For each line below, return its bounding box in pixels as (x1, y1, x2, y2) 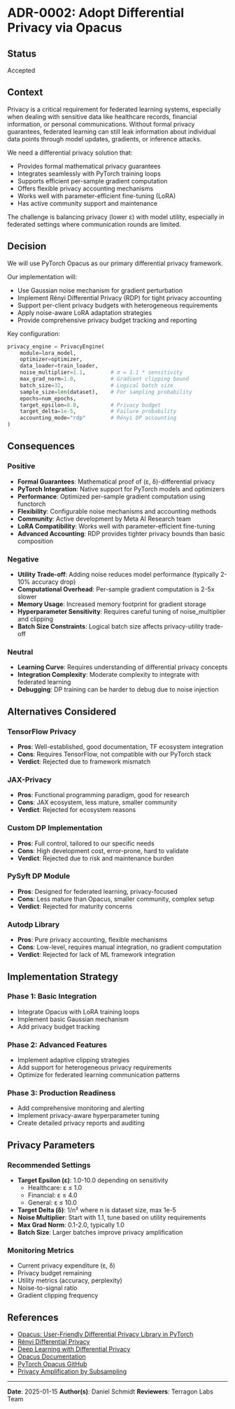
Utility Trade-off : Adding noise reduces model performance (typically (17, 570, 219, 578)
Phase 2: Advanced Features (7, 1039, 107, 1049)
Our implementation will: (7, 272, 78, 281)
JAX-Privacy (7, 775, 52, 785)
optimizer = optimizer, (20, 356, 83, 363)
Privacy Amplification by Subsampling (17, 1367, 127, 1376)
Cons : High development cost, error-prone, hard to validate (17, 846, 189, 855)
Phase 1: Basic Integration (7, 992, 97, 1002)
